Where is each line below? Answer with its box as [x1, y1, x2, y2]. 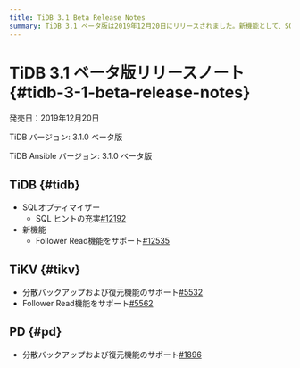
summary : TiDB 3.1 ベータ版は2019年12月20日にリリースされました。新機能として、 [9, 21, 286, 30]
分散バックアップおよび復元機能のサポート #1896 [21, 349, 203, 360]
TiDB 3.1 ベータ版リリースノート [9, 63, 246, 83]
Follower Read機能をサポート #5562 [21, 298, 154, 309]
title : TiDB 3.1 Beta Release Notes [9, 13, 146, 22]
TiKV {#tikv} [9, 262, 81, 277]
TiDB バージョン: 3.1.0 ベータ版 [9, 131, 123, 143]
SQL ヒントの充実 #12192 [35, 213, 127, 224]
